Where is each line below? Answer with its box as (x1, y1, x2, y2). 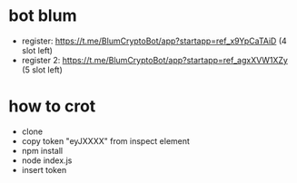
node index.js (21, 155, 73, 166)
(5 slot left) (21, 64, 63, 75)
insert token (21, 164, 67, 175)
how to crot (8, 96, 96, 117)
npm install (21, 145, 64, 156)
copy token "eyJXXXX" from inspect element (21, 135, 190, 146)
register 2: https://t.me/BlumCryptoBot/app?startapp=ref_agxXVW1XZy (21, 54, 288, 65)
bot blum (8, 5, 77, 26)
